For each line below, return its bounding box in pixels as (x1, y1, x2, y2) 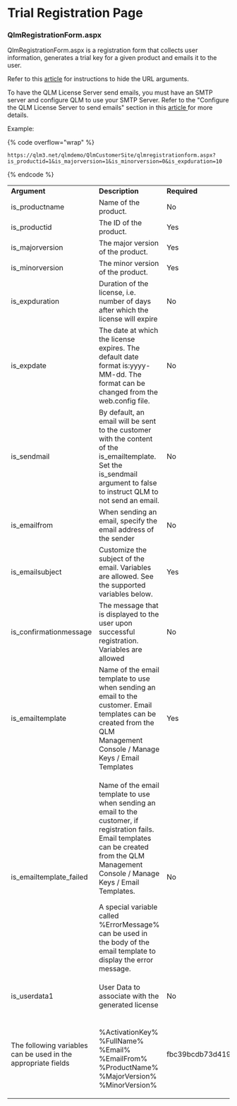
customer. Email (98, 700, 152, 710)
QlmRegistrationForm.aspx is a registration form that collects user (7, 46, 198, 54)
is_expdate (11, 361, 47, 371)
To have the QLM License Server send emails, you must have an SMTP (7, 88, 213, 97)
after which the (98, 305, 149, 315)
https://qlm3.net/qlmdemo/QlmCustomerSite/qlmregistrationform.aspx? (7, 152, 217, 159)
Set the (98, 461, 123, 470)
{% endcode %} (7, 171, 54, 179)
